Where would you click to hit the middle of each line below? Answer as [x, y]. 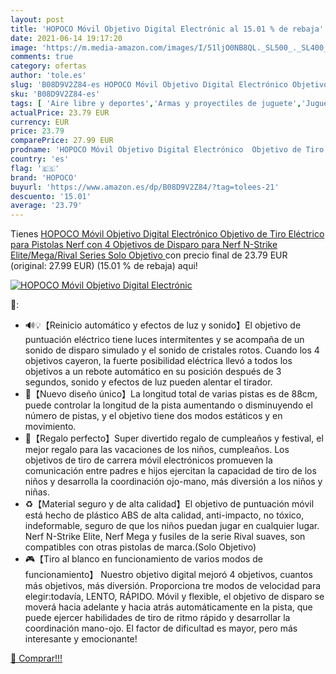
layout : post [37, 19]
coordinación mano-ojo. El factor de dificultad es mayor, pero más [161, 628]
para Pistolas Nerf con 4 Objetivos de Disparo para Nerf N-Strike [144, 245]
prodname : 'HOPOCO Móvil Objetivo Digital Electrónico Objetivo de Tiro [167, 150]
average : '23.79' [46, 206]
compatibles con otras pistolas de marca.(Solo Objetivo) [140, 547]
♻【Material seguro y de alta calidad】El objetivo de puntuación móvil [169, 504]
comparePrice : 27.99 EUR [62, 141]
